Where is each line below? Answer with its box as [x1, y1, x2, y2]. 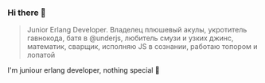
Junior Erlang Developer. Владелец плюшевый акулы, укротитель [26, 25, 247, 35]
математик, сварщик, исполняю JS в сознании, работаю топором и [26, 42, 258, 51]
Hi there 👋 [7, 7, 47, 18]
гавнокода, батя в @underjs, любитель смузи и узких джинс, [26, 33, 234, 43]
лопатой [26, 51, 56, 60]
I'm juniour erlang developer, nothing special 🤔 [7, 66, 160, 75]
